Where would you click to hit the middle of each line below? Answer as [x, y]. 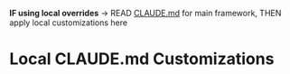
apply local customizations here [69, 23]
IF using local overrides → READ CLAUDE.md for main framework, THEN [145, 13]
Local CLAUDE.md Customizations [142, 59]
